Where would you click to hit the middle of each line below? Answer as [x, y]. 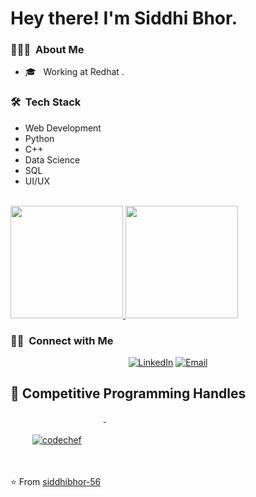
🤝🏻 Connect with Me [62, 340]
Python [39, 138]
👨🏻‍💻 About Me [47, 50]
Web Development [63, 128]
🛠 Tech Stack [46, 102]
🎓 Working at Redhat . [74, 72]
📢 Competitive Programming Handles [128, 393]
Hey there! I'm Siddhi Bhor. [124, 18]
